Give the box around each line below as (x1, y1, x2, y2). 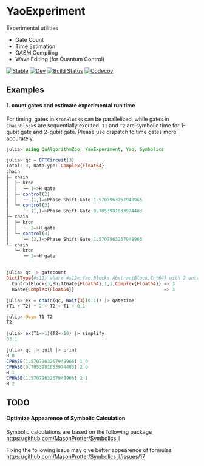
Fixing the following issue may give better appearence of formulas (6, 446, 172, 453)
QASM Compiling (15, 49, 58, 56)
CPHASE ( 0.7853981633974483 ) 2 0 (6, 364, 88, 370)
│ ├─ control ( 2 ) (6, 191, 50, 197)
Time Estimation (15, 42, 56, 50)
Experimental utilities (6, 24, 59, 32)
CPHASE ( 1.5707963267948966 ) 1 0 (6, 358, 88, 365)
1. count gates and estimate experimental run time (6, 101, 135, 109)
